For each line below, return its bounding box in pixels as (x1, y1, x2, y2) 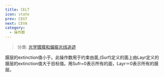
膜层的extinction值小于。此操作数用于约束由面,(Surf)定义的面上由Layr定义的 (5, 54, 159, 60)
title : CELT (5, 7, 30, 12)
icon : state (5, 12, 30, 17)
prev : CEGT (5, 16, 28, 21)
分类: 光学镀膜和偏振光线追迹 (17, 44, 76, 50)
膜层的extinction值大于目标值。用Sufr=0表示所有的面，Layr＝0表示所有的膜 (5, 61, 159, 66)
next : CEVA (5, 21, 28, 26)
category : (5, 26, 26, 30)
